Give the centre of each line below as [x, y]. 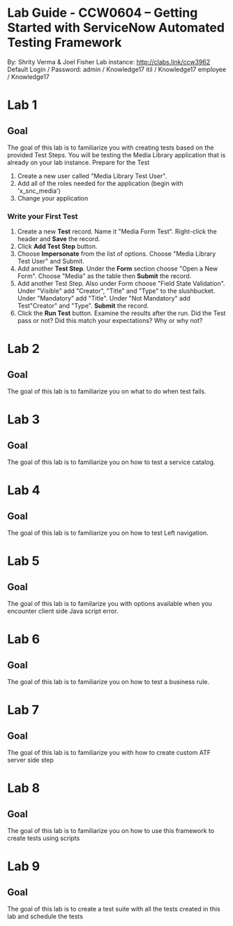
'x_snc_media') [39, 191]
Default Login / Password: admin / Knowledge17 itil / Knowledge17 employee [117, 69]
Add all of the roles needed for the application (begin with [100, 183]
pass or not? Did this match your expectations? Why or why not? [110, 321]
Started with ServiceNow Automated [116, 28]
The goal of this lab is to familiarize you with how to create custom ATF [109, 753]
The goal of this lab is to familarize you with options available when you [110, 604]
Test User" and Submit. [51, 261]
